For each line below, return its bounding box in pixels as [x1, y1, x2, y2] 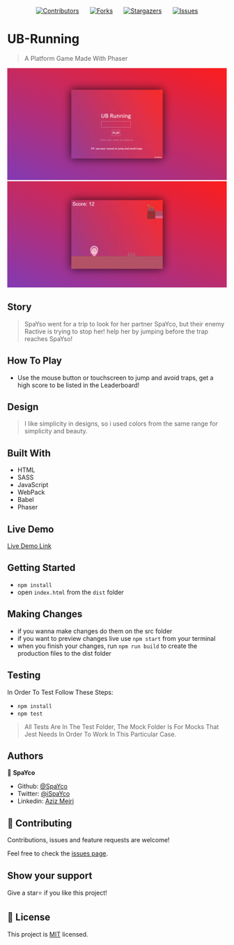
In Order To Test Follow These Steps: [7, 688, 114, 696]
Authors [7, 750, 44, 762]
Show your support [7, 870, 93, 881]
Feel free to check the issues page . [7, 849, 108, 858]
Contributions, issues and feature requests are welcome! [7, 836, 170, 844]
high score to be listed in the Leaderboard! [17, 381, 140, 389]
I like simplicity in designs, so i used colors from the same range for [24, 419, 218, 428]
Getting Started [7, 562, 76, 574]
